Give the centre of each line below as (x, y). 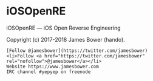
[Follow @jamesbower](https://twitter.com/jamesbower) (77, 50)
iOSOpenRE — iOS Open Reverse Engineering (63, 28)
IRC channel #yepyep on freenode (49, 72)
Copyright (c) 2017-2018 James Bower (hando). (66, 39)
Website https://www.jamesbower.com (53, 66)
